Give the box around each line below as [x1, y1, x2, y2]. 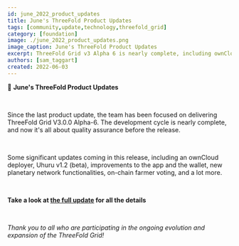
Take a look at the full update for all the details [7, 196, 147, 204]
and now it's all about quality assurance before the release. [7, 125, 181, 134]
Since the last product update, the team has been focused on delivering [7, 110, 218, 119]
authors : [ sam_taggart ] [7, 57, 78, 64]
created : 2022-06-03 [7, 63, 69, 70]
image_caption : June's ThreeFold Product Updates [7, 43, 158, 50]
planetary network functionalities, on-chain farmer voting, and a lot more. [7, 168, 223, 176]
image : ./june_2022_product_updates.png [7, 37, 129, 44]
